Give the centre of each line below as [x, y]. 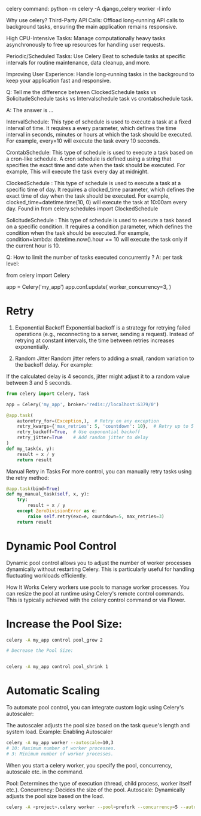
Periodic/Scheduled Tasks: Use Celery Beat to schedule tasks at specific [96, 56]
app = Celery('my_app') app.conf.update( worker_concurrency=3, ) [89, 287]
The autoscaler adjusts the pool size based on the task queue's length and [98, 726]
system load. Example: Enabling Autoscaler [59, 732]
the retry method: [28, 477]
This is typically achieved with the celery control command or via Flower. [96, 600]
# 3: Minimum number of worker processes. [60, 754]
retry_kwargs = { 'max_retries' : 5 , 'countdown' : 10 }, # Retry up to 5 [106, 427]
